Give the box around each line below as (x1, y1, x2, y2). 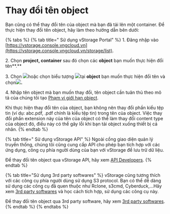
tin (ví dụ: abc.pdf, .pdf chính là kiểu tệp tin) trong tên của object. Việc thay (5, 110, 163, 116)
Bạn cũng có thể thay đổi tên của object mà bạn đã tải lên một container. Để (5, 21, 164, 28)
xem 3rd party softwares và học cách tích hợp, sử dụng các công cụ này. (5, 188, 159, 194)
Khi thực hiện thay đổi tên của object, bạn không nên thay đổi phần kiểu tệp (5, 104, 164, 111)
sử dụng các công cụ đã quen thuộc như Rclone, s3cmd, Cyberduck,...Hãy (5, 183, 162, 189)
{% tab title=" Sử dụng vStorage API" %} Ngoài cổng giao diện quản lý (5, 136, 154, 142)
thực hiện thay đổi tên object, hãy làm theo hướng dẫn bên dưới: (5, 26, 139, 33)
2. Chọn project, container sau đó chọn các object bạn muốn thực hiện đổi (5, 57, 164, 63)
